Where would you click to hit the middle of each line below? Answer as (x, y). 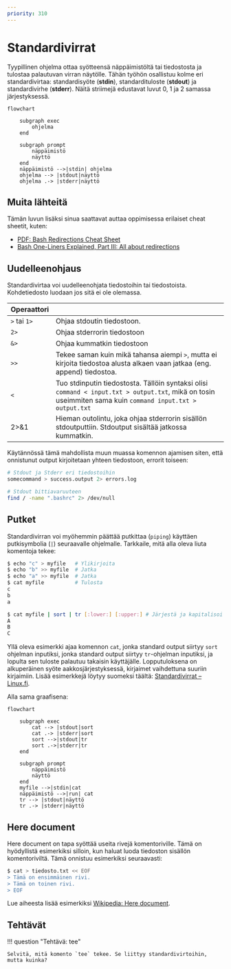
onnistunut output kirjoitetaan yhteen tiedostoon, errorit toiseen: (98, 460)
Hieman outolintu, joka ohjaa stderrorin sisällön (131, 419)
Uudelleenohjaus (44, 269)
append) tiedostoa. (86, 372)
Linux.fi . (19, 683)
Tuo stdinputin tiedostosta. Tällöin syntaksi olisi (132, 383)
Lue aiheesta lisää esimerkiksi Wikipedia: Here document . (89, 903)
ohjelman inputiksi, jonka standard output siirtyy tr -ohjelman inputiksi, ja (110, 654)
